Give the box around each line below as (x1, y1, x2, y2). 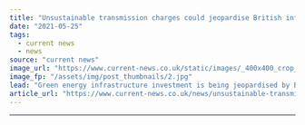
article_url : (9, 89, 59, 98)
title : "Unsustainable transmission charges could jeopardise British (9, 13, 282, 23)
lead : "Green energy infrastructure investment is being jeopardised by (9, 81, 290, 90)
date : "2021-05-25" (9, 22, 84, 31)
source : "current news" (9, 55, 100, 64)
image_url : (9, 64, 51, 73)
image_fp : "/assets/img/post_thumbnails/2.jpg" (9, 72, 193, 82)
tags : (9, 30, 30, 39)
